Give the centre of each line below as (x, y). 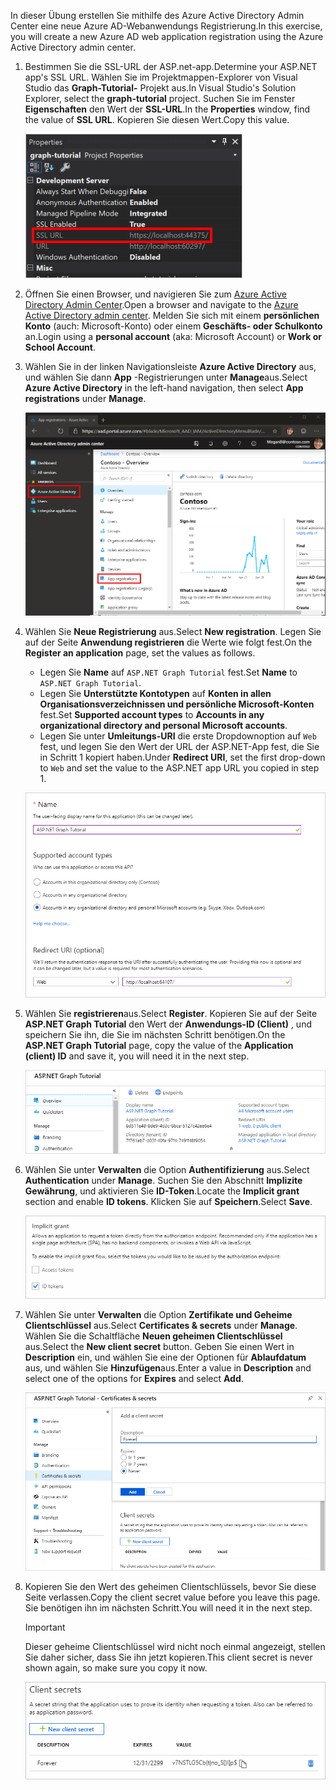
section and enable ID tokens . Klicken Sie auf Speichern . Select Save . (168, 1202)
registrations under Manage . (85, 398)
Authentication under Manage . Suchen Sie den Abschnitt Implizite (163, 1181)
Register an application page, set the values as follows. (140, 652)
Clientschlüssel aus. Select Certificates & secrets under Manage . (161, 1326)
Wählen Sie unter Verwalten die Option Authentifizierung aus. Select (167, 1170)
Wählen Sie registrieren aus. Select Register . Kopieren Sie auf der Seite (171, 1013)
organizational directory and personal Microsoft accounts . (163, 725)
